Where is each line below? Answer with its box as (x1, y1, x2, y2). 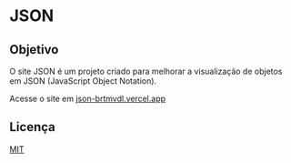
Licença (9, 119, 56, 135)
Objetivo (9, 42, 59, 57)
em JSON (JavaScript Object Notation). (9, 76, 157, 87)
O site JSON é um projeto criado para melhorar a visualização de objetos (9, 66, 283, 76)
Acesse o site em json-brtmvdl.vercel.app (9, 93, 166, 104)
